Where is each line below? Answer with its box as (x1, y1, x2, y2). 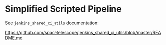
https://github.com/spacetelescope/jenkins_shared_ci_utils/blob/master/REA (5, 29, 161, 35)
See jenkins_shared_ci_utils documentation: (5, 20, 99, 26)
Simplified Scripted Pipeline (5, 3, 122, 15)
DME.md (5, 35, 23, 41)
